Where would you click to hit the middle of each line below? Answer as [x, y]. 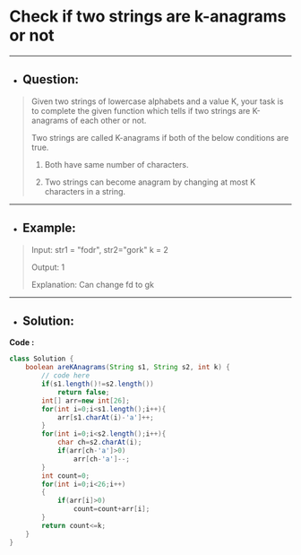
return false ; [83, 392]
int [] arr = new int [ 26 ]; [86, 401]
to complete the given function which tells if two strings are [141, 110]
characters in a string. [85, 191]
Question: [50, 79]
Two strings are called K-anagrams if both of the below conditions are [160, 137]
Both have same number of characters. [117, 164]
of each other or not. [108, 120]
